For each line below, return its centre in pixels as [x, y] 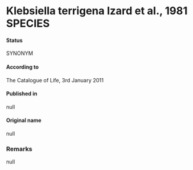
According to [22, 67]
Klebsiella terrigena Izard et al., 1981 [97, 11]
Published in [22, 94]
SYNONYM [20, 53]
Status [15, 40]
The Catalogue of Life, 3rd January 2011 [55, 80]
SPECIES [28, 23]
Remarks [19, 149]
